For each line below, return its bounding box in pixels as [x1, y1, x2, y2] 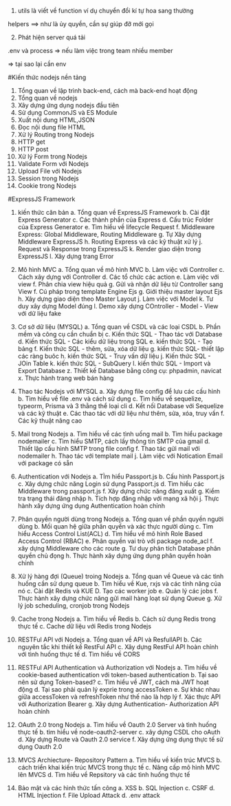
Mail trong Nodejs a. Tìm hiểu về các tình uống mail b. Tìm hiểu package [17, 430, 223, 438]
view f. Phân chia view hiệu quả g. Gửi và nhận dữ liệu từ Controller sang [17, 280, 223, 288]
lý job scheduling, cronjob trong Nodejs [17, 602, 130, 609]
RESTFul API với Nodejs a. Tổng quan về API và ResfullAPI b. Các [17, 635, 202, 644]
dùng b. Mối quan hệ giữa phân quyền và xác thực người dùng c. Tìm [17, 522, 214, 530]
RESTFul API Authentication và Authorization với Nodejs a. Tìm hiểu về [17, 664, 217, 671]
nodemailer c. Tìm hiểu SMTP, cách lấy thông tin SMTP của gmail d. [17, 437, 210, 445]
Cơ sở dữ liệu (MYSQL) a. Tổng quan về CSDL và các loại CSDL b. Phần [17, 323, 221, 330]
